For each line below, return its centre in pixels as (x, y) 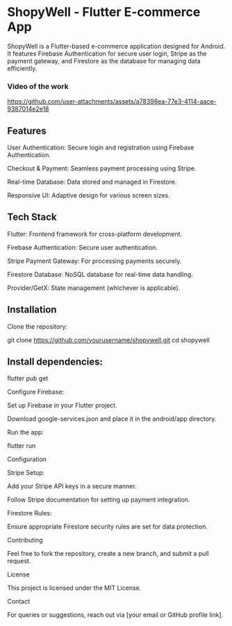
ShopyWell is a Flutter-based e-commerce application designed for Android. (116, 46)
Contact (18, 602)
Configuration (27, 459)
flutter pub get (28, 378)
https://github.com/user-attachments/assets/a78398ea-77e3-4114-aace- (112, 102)
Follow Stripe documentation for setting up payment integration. (99, 500)
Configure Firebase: (36, 392)
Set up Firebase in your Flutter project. (62, 406)
